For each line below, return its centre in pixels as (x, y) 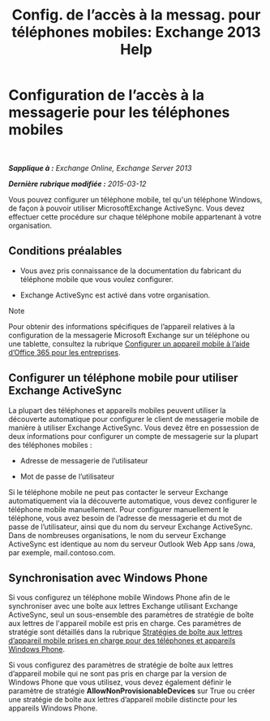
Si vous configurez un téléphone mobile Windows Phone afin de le (119, 597)
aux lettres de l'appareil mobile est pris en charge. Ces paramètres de (125, 623)
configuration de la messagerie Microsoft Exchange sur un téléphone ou (129, 335)
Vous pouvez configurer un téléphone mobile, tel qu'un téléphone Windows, (135, 199)
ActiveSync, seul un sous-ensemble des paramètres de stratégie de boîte (131, 615)
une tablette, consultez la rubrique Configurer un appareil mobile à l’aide (129, 344)
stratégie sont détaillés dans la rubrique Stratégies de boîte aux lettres (126, 632)
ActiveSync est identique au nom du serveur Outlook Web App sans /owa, (132, 544)
